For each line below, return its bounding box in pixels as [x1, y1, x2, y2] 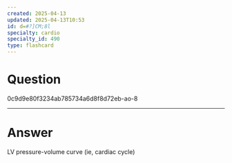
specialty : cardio [7, 29, 60, 36]
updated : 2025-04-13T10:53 [7, 17, 85, 23]
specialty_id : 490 [7, 36, 60, 43]
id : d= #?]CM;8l [7, 23, 51, 30]
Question [7, 72, 61, 87]
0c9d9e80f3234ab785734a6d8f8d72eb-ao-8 [7, 94, 138, 102]
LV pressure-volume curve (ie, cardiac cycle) [7, 147, 135, 155]
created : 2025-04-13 [7, 10, 67, 17]
